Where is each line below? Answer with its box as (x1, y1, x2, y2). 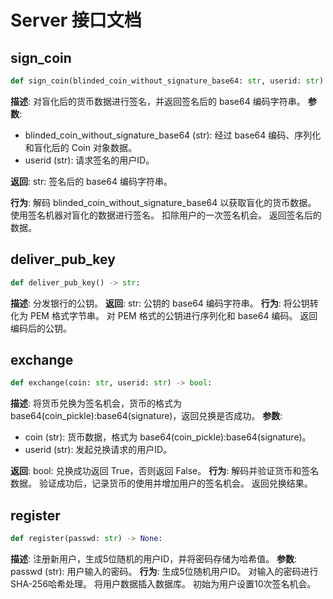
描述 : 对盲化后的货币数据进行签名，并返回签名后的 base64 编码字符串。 (10, 95, 306, 107)
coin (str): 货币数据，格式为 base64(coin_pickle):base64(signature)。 (24, 431, 312, 443)
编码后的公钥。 (10, 322, 72, 334)
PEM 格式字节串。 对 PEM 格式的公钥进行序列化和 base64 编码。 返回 (29, 309, 318, 321)
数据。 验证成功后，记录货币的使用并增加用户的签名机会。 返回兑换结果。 (10, 477, 313, 490)
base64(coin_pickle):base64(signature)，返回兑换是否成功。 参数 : (10, 410, 283, 422)
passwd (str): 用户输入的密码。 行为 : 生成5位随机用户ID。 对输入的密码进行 (10, 565, 319, 577)
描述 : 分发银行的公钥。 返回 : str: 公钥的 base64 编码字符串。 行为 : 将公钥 (10, 297, 310, 309)
